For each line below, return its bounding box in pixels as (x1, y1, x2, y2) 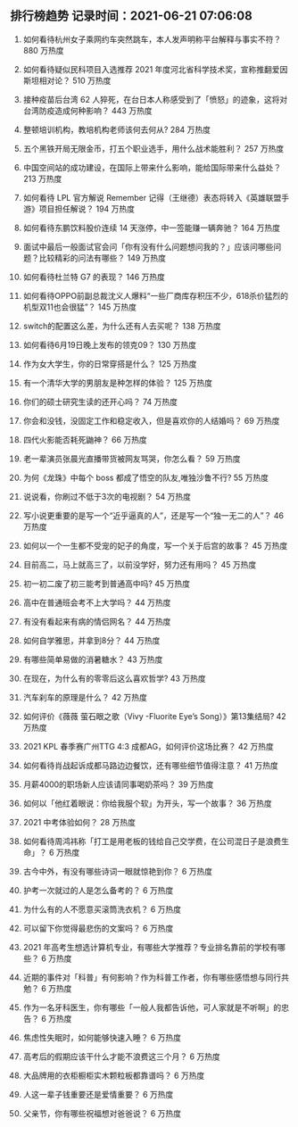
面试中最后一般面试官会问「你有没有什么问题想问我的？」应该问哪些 (22, 241, 274, 252)
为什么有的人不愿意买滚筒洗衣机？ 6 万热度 (22, 904, 182, 915)
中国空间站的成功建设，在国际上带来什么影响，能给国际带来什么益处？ (22, 162, 282, 172)
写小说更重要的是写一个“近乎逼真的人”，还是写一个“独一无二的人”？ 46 (22, 510, 285, 520)
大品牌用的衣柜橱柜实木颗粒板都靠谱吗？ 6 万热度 (22, 1070, 205, 1081)
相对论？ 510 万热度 (38, 75, 112, 86)
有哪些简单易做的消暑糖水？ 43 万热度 (22, 654, 163, 665)
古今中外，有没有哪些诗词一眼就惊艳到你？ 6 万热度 (22, 866, 213, 876)
